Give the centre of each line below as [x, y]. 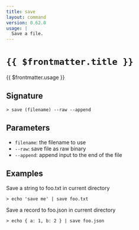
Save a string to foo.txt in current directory [58, 188]
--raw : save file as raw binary [50, 149]
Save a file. [28, 34]
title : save [21, 12]
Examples [25, 174]
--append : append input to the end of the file [68, 155]
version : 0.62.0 [26, 23]
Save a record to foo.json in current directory [61, 210]
